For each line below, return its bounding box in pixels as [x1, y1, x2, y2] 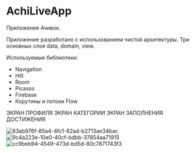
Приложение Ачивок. [6, 24, 61, 31]
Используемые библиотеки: [6, 54, 78, 61]
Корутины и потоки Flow [14, 98, 78, 105]
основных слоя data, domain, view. [6, 42, 95, 49]
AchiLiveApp [6, 4, 72, 18]
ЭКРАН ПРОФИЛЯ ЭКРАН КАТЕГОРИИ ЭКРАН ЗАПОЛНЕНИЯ [6, 109, 164, 116]
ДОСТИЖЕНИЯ [6, 116, 46, 123]
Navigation [14, 65, 42, 73]
